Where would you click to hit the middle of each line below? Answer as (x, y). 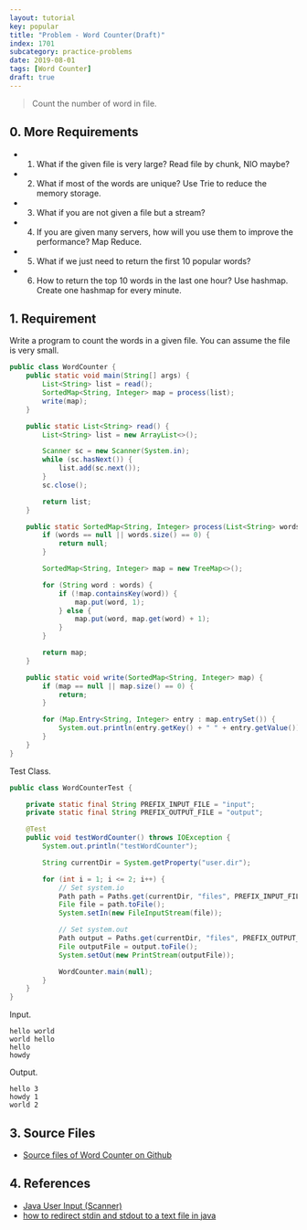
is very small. (34, 350)
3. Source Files (53, 1133)
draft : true (32, 78)
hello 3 (24, 1089)
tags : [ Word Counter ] (51, 69)
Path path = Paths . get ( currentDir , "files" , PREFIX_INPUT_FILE (181, 896)
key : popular (34, 27)
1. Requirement (53, 318)
